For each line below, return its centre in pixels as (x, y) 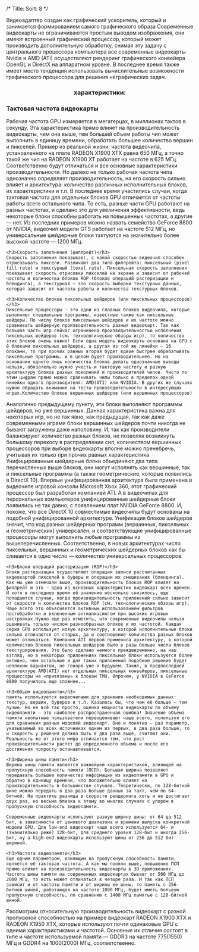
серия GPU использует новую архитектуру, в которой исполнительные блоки (99, 630)
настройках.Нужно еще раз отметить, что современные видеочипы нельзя (95, 619)
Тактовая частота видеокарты (53, 108)
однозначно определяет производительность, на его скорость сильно (96, 179)
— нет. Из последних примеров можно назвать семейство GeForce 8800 (99, 223)
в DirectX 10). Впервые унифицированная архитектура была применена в (99, 480)
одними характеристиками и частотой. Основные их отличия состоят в (97, 931)
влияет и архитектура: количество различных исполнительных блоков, (97, 185)
